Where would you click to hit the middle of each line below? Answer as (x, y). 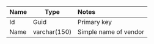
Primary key (94, 22)
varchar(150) (52, 32)
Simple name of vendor (111, 32)
